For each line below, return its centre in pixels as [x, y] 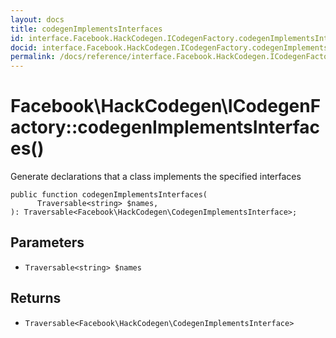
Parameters [47, 242]
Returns [36, 298]
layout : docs [37, 19]
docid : [24, 47]
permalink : [33, 57]
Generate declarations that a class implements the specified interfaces [156, 177]
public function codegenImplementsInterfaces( [109, 195]
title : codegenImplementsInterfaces [86, 29]
